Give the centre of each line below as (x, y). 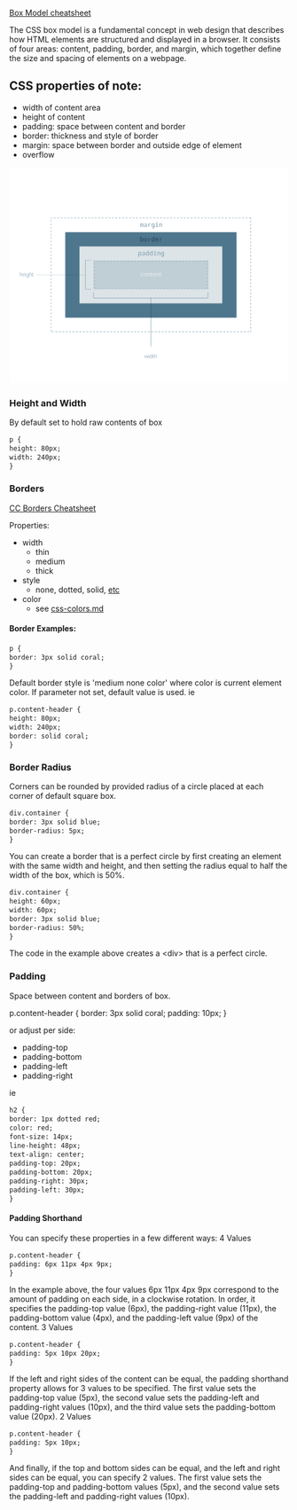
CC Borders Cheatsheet (52, 508)
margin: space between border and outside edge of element (132, 145)
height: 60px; (35, 902)
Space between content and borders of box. (90, 996)
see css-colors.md (70, 608)
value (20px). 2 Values (50, 1416)
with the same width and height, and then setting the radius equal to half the (148, 866)
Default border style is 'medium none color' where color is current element (145, 683)
